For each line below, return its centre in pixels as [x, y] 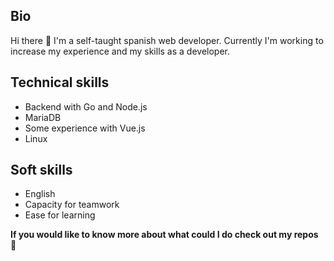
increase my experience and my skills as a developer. [120, 51]
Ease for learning [60, 215]
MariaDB [43, 117]
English [40, 194]
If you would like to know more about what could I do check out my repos [164, 235]
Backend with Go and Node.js [86, 106]
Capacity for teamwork [72, 205]
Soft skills [41, 170]
